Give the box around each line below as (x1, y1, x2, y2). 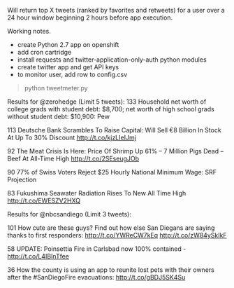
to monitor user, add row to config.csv (17, 70, 128, 78)
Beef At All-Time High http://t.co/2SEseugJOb (7, 154, 140, 163)
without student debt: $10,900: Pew (7, 112, 110, 121)
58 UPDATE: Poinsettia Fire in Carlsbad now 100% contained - (7, 245, 187, 253)
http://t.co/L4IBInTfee (7, 252, 70, 260)
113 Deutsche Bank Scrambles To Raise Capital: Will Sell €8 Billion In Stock (7, 126, 221, 134)
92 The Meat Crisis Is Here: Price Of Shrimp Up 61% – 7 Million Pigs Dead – (7, 147, 224, 155)
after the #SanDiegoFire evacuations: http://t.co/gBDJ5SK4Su (7, 273, 186, 281)
